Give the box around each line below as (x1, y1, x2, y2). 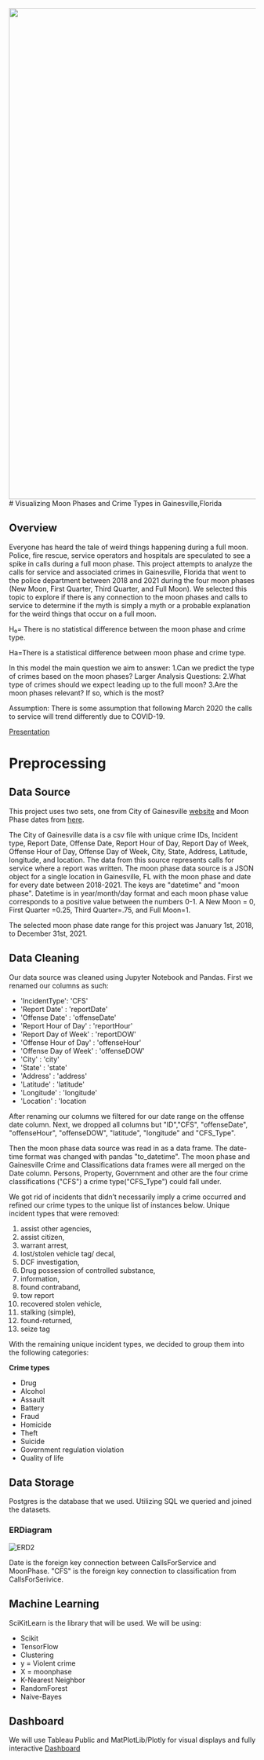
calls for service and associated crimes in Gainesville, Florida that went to (9, 567, 247, 577)
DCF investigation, (20, 1257, 81, 1267)
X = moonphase (20, 1666, 73, 1676)
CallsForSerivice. (9, 1575, 64, 1584)
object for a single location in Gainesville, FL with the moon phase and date (9, 871, 251, 881)
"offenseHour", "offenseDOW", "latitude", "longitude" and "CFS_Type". (9, 1127, 236, 1138)
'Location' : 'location (20, 1096, 87, 1105)
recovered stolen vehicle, (20, 1299, 103, 1308)
